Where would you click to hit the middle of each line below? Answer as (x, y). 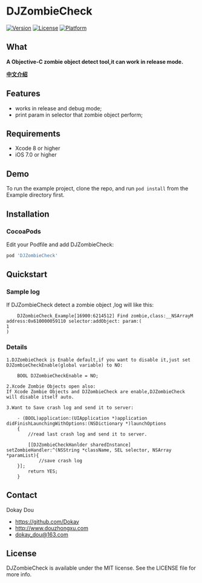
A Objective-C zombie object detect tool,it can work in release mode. (95, 61)
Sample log (23, 292)
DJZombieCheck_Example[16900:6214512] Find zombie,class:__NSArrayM (105, 316)
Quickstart (27, 275)
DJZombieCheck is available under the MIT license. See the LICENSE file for (101, 568)
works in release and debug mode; (58, 108)
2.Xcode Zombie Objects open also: (51, 386)
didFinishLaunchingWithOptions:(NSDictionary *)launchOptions (86, 423)
